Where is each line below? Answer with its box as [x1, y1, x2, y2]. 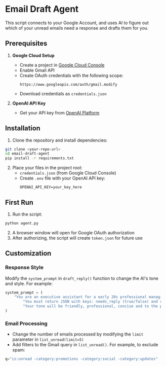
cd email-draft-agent [5, 151, 50, 156]
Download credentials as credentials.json [19, 90, 107, 97]
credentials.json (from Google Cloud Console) [19, 170, 117, 176]
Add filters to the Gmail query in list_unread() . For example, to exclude [12, 342, 159, 348]
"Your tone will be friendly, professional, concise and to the [23, 304, 158, 309]
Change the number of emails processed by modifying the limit [12, 331, 144, 337]
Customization [5, 249, 52, 257]
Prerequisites [5, 39, 47, 48]
